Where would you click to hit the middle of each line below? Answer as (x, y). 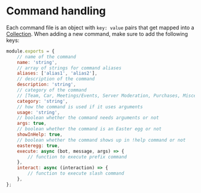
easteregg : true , (39, 145)
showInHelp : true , (40, 135)
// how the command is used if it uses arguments (80, 107)
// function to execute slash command (76, 174)
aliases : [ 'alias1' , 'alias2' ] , (57, 73)
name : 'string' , (37, 62)
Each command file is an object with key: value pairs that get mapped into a (100, 27)
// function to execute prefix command (77, 157)
